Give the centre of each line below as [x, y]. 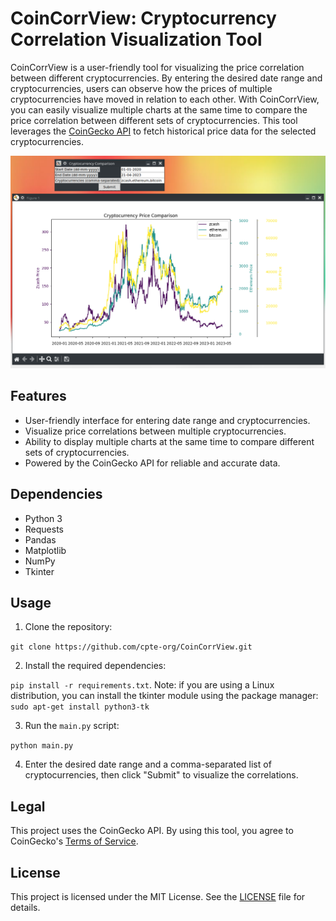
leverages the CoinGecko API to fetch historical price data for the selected [163, 131]
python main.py [42, 746]
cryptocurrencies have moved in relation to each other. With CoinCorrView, [165, 99]
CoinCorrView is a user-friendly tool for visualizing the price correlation [157, 67]
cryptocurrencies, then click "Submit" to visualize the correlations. [161, 775]
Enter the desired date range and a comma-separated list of [148, 764]
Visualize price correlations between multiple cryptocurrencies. [155, 431]
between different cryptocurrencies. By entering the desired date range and [166, 78]
